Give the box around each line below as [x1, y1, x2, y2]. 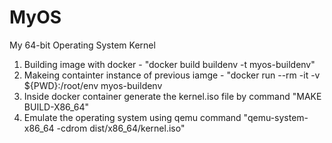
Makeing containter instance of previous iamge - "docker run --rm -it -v [23, 69, 321, 81]
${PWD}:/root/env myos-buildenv [23, 79, 163, 91]
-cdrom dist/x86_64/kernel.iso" [56, 122, 186, 134]
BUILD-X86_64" [23, 101, 90, 113]
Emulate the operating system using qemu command [23, 111, 242, 123]
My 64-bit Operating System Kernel [9, 39, 156, 51]
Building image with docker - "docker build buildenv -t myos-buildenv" [23, 58, 316, 70]
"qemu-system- [243, 111, 309, 123]
